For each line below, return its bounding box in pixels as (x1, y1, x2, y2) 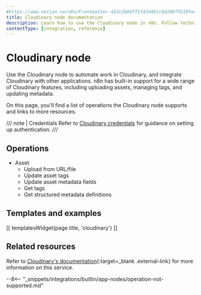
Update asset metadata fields (23, 178, 97, 185)
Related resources (6, 242, 76, 252)
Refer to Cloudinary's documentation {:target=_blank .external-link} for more (6, 257, 193, 264)
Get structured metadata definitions (23, 191, 112, 198)
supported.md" (6, 282, 44, 289)
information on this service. (6, 264, 74, 271)
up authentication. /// (6, 126, 58, 133)
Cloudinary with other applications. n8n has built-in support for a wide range (6, 77, 195, 84)
